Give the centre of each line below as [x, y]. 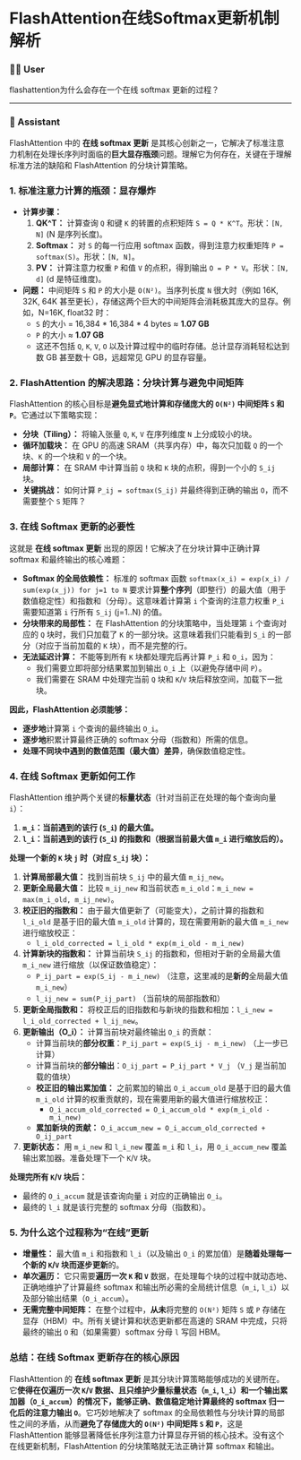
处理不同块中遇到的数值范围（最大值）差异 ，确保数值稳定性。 [136, 751]
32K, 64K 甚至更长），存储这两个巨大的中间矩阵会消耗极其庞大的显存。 [153, 302]
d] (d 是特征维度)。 [71, 279]
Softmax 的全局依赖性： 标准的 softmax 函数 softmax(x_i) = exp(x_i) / [155, 578]
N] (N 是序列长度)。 [71, 235]
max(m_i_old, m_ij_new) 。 [70, 899]
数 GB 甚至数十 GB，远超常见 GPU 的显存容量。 [124, 357]
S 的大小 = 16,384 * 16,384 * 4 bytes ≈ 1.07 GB [122, 324]
